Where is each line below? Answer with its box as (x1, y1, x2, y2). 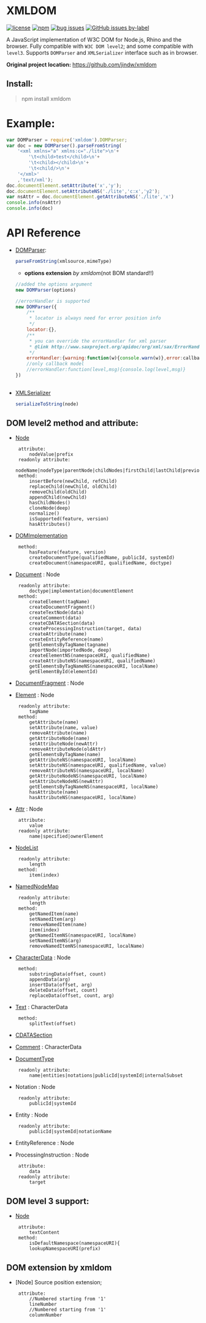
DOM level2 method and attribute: (6, 418, 139, 429)
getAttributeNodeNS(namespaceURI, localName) (29, 773, 148, 779)
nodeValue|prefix (29, 451, 74, 458)
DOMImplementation (15, 532, 68, 539)
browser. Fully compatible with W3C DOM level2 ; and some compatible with (6, 42, 193, 50)
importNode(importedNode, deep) (29, 647, 112, 654)
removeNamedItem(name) (29, 922, 87, 928)
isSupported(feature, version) (29, 516, 109, 522)
